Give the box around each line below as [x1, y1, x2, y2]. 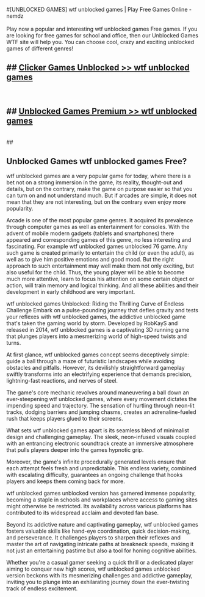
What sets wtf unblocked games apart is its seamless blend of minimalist [6, 427, 189, 434]
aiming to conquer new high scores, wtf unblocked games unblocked [6, 565, 180, 573]
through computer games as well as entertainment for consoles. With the [6, 223, 190, 231]
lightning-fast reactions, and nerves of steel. [6, 377, 118, 385]
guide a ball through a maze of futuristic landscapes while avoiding [6, 358, 175, 365]
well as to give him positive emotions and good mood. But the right [6, 256, 174, 263]
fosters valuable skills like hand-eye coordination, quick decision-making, [6, 527, 191, 535]
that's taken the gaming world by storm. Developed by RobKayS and [6, 320, 178, 327]
